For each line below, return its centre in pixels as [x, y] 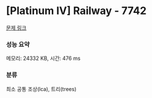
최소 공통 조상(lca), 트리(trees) [42, 89]
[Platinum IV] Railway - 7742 [76, 11]
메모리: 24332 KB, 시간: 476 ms [43, 58]
